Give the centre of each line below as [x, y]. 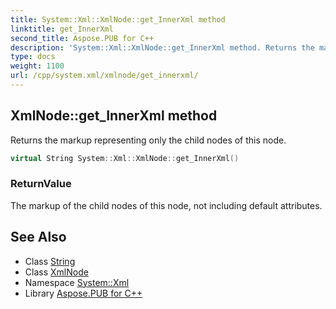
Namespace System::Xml [77, 282]
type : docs [33, 57]
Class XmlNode [56, 272]
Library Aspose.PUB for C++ [83, 293]
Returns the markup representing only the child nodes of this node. [148, 140]
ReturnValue [41, 184]
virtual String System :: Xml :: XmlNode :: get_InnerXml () [125, 158]
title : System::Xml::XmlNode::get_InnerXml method [118, 19]
